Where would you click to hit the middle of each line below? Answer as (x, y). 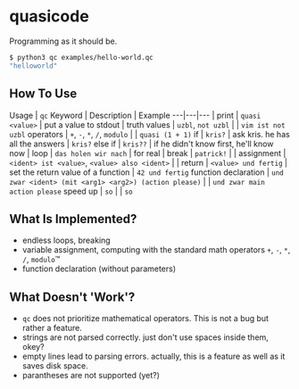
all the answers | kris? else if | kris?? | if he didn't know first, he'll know (141, 144)
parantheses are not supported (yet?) (91, 376)
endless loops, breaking (66, 240)
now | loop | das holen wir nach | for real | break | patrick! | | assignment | (148, 153)
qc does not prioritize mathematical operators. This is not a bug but (145, 319)
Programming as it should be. (63, 41)
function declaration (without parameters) (99, 269)
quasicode (49, 17)
